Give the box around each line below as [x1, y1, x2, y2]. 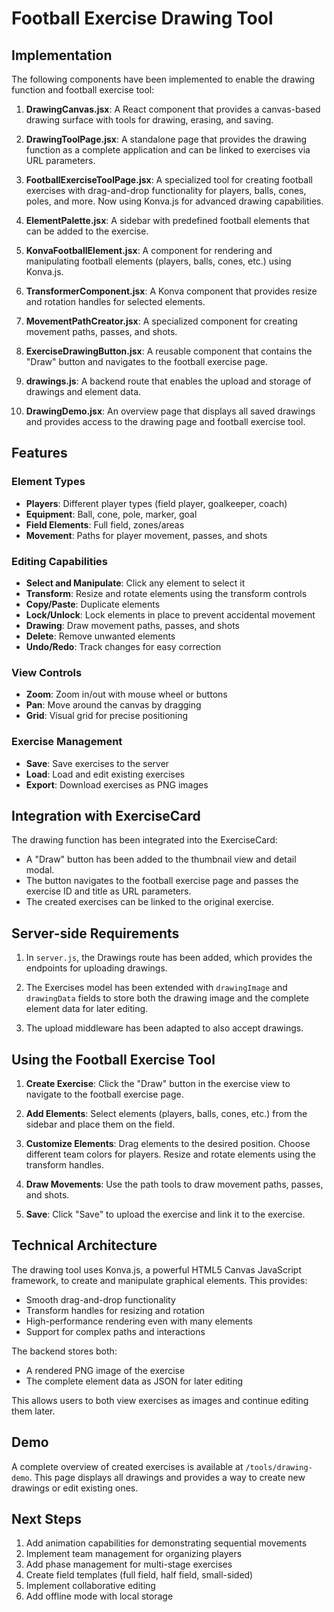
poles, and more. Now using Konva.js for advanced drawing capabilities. [25, 195, 324, 207]
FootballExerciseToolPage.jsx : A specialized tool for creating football [25, 174, 313, 186]
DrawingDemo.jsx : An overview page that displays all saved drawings [25, 405, 316, 417]
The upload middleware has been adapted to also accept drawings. [25, 1022, 304, 1034]
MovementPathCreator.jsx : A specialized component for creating [25, 315, 298, 327]
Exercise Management [11, 735, 123, 749]
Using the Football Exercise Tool [11, 1051, 216, 1068]
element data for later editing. [25, 1003, 149, 1015]
